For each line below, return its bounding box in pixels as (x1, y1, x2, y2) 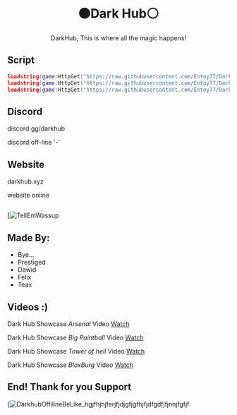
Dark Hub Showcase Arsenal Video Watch (7, 320, 130, 328)
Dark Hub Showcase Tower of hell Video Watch (7, 347, 145, 356)
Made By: (7, 231, 51, 243)
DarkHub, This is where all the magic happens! (50, 33, 187, 42)
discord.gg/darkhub (7, 124, 66, 133)
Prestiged (17, 258, 46, 267)
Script (7, 54, 35, 66)
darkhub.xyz (7, 177, 44, 186)
